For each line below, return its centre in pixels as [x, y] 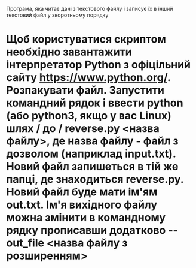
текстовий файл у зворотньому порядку [57, 15]
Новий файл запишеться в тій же [92, 167]
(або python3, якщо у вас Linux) [89, 116]
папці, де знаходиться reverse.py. [95, 180]
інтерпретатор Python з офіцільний [99, 65]
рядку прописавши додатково [86, 231]
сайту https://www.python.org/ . [88, 78]
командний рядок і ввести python [95, 103]
